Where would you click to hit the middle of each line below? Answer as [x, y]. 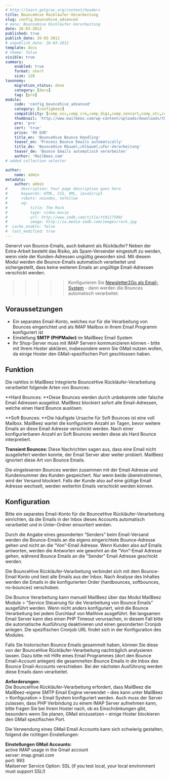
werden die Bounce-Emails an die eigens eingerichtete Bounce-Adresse [80, 540]
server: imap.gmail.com [30, 755]
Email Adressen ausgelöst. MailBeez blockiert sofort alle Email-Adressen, [81, 402]
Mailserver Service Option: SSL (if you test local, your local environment [80, 766]
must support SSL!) [25, 771]
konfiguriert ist [28, 332]
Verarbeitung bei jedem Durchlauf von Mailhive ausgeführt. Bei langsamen [83, 614]
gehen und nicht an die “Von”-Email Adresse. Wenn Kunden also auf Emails [83, 545]
